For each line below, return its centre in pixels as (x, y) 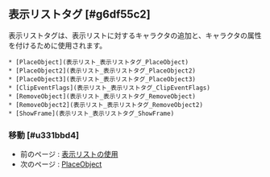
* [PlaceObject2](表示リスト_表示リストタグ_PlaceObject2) (102, 71)
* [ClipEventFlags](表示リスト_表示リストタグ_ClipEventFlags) (110, 88)
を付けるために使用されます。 (58, 45)
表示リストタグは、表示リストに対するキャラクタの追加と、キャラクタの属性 (135, 35)
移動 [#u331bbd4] (44, 135)
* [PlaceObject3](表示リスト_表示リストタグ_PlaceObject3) (102, 79)
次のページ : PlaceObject (61, 164)
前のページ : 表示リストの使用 (69, 154)
